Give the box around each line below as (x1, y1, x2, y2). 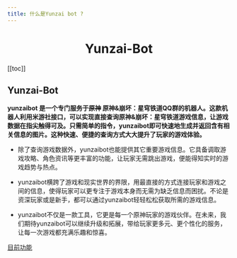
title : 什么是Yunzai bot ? (7, 10, 83, 18)
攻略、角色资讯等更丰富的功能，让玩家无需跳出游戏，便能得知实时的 (23, 154, 223, 163)
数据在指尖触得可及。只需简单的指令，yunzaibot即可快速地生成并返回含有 (7, 121, 224, 130)
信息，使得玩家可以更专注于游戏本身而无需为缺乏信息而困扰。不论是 (30, 187, 229, 195)
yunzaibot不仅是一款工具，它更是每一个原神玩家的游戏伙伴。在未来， (17, 211, 221, 219)
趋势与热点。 (23, 163, 62, 171)
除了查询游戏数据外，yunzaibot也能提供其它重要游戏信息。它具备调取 (17, 145, 221, 154)
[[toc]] (7, 64, 26, 73)
